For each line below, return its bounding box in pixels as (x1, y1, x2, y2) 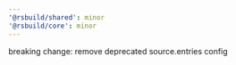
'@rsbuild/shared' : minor (8, 12, 105, 22)
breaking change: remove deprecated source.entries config (8, 45, 229, 56)
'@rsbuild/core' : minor (8, 21, 97, 30)
